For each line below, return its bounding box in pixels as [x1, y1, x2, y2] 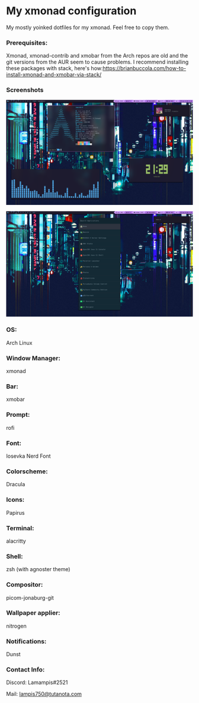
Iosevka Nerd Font [6, 452, 52, 460]
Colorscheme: [6, 467, 49, 476]
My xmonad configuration [6, 4, 137, 18]
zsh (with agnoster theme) [6, 566, 70, 573]
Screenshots [6, 86, 44, 94]
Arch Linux [6, 339, 33, 346]
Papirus [6, 509, 25, 516]
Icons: [6, 496, 25, 504]
